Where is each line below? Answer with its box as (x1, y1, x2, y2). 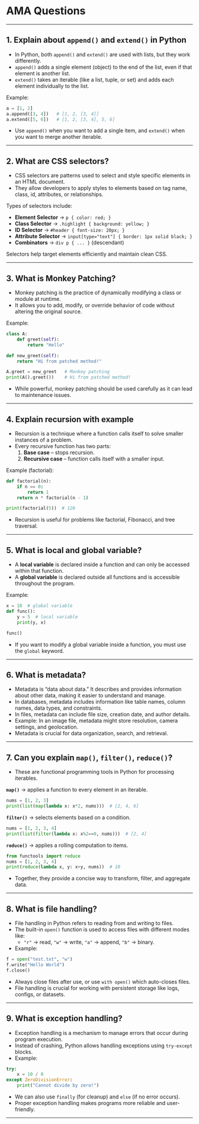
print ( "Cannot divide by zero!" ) (17, 1082, 99, 1088)
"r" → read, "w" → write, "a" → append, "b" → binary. (23, 939, 155, 946)
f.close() (6, 967, 31, 973)
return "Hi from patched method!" (17, 358, 102, 364)
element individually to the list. (14, 82, 89, 90)
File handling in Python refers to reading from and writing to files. (14, 920, 174, 927)
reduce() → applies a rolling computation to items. (6, 842, 129, 849)
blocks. (14, 1048, 33, 1055)
